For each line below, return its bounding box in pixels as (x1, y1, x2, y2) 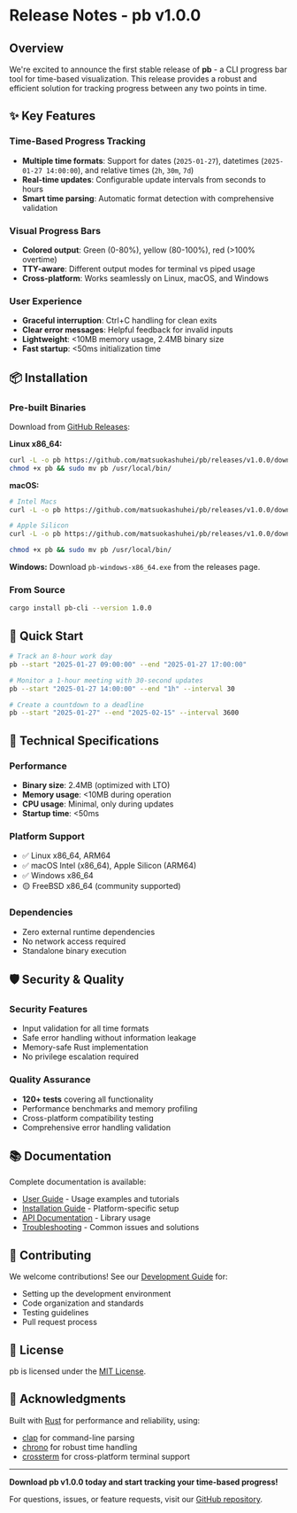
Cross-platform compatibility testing (21, 1112, 155, 1123)
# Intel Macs (9, 497, 57, 506)
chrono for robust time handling (21, 1441, 138, 1452)
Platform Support (9, 830, 86, 842)
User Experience (9, 294, 82, 307)
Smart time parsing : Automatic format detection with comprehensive (21, 192, 274, 204)
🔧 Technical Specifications (9, 733, 159, 748)
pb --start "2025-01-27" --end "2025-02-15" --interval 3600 (9, 708, 240, 718)
